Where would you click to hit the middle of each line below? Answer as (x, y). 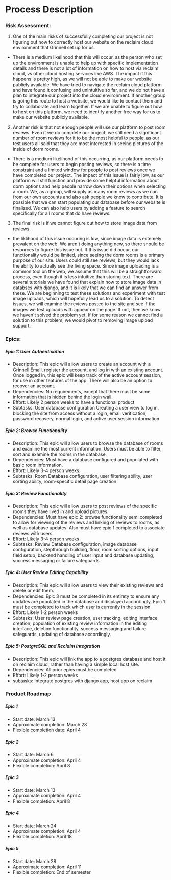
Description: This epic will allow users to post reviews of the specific (85, 506)
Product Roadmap (28, 694)
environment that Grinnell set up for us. (54, 48)
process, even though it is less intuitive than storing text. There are (83, 277)
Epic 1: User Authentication (35, 351)
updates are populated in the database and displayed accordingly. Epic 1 (89, 602)
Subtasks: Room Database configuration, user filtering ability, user (82, 476)
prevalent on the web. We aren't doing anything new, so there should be (88, 244)
